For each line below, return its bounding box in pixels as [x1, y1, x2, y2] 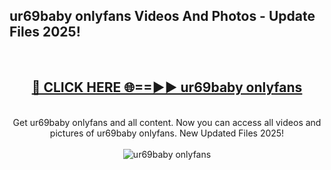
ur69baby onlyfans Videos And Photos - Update [9, 8, 316, 25]
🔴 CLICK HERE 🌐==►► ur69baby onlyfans [31, 79, 303, 96]
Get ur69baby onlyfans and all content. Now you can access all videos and [12, 116, 322, 128]
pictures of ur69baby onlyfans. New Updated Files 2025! [49, 127, 285, 139]
